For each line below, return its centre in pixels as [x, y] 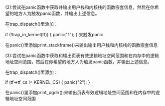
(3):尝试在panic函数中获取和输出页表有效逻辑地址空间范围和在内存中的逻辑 [82, 55]
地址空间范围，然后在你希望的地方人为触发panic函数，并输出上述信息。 [79, 62]
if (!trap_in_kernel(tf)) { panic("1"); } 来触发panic [54, 34]
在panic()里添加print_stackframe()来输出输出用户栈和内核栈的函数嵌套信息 [82, 45]
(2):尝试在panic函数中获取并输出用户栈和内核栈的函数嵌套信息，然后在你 [80, 7]
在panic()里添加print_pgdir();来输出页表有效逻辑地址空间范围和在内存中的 [81, 92]
